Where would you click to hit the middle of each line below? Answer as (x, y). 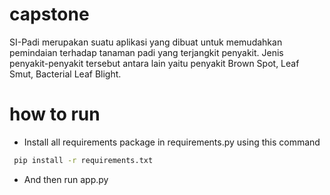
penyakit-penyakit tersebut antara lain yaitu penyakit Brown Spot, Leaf (154, 63)
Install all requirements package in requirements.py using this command (172, 142)
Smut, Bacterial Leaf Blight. (65, 74)
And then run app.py (66, 179)
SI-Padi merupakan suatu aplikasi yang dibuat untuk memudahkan (146, 42)
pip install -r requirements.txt (83, 160)
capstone (49, 14)
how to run (55, 114)
